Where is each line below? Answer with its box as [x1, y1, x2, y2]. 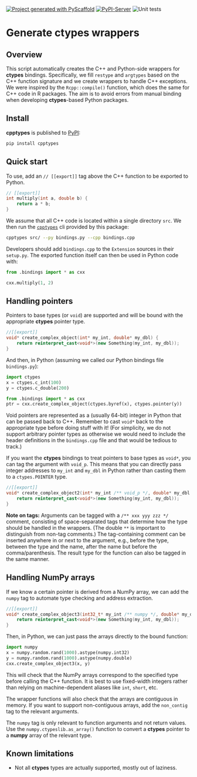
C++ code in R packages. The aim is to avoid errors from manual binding [6, 90, 182, 97]
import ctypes [6, 374, 41, 380]
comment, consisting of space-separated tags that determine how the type [6, 518, 188, 525]
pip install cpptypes [6, 140, 59, 147]
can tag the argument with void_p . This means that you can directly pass [6, 461, 182, 468]
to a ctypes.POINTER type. [6, 473, 67, 480]
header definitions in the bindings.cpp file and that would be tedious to [6, 437, 177, 444]
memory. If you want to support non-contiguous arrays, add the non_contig [6, 701, 188, 709]
